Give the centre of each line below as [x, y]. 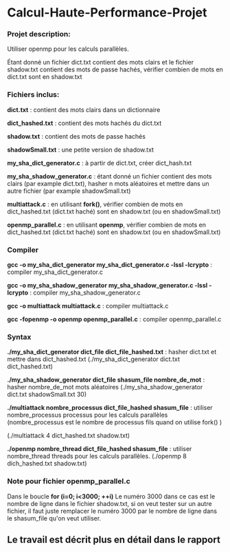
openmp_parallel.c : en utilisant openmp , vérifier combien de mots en [107, 225]
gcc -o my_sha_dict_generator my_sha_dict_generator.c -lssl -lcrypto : [110, 265]
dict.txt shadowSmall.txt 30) [47, 394]
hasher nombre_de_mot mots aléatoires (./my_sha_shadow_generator [105, 387]
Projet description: [39, 34]
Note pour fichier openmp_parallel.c [69, 481]
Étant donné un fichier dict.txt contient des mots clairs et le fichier [101, 62]
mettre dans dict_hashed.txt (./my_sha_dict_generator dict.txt [93, 359]
